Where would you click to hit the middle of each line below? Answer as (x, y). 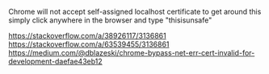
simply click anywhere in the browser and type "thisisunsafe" (110, 20)
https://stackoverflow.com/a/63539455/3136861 (89, 44)
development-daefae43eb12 (55, 61)
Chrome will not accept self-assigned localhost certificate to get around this (135, 12)
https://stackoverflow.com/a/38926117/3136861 (88, 36)
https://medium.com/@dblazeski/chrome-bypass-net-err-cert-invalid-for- (132, 53)
